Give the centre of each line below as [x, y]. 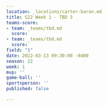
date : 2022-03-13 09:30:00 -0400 [47, 56]
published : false [28, 89]
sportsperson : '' [28, 83]
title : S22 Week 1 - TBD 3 [39, 17]
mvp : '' [16, 72]
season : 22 [20, 61]
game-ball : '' [24, 78]
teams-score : [22, 23]
